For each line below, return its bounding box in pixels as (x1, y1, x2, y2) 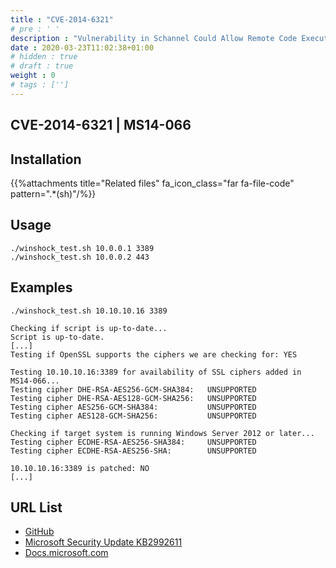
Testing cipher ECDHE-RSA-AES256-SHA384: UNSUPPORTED (10, 437, 257, 447)
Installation (10, 151, 82, 168)
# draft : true (10, 61, 74, 71)
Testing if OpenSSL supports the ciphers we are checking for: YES (10, 349, 298, 360)
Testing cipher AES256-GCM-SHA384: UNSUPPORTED (10, 402, 257, 412)
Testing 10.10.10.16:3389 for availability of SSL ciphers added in (10, 367, 302, 377)
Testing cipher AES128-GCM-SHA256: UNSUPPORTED (10, 411, 257, 421)
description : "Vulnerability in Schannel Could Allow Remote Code (10, 33, 298, 43)
